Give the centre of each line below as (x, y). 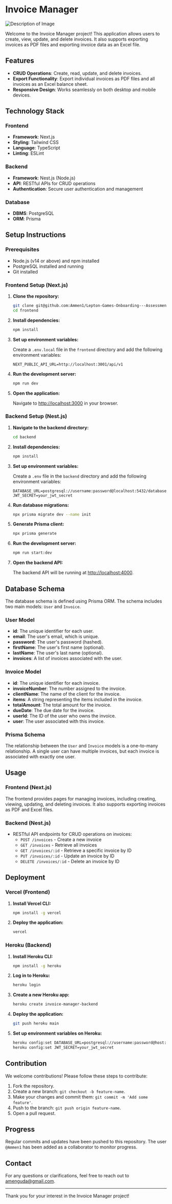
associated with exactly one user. (40, 756)
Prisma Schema (25, 735)
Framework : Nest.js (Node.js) (44, 178)
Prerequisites (22, 249)
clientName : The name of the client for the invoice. (67, 694)
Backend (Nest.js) (28, 823)
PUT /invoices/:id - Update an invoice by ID (67, 856)
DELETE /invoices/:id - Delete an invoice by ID (70, 861)
